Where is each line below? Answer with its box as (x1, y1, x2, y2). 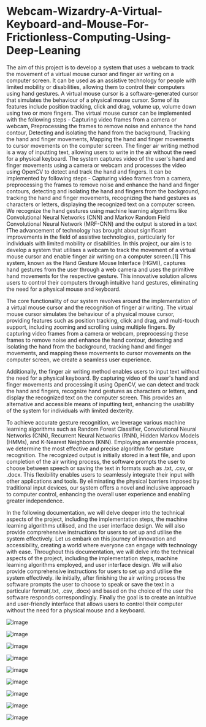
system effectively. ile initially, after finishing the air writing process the (6, 574, 186, 581)
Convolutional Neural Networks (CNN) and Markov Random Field (6, 213, 170, 221)
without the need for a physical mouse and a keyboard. (6, 606, 146, 614)
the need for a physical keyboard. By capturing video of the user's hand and (6, 374, 199, 382)
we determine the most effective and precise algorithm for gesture (6, 445, 175, 452)
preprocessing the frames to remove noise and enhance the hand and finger (6, 181, 199, 188)
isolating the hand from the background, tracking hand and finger (6, 342, 172, 350)
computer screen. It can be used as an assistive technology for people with (6, 77, 197, 84)
